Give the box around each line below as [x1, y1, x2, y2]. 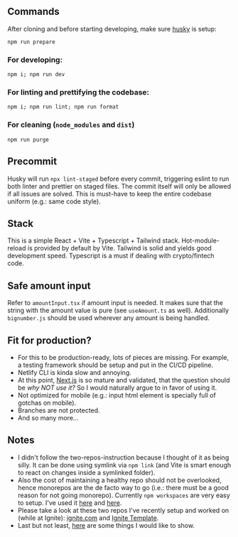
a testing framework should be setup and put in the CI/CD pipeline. [17, 361, 214, 369]
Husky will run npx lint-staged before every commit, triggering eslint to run [7, 174, 229, 183]
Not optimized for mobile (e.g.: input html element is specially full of [17, 390, 217, 399]
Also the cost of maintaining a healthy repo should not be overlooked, [17, 476, 222, 484]
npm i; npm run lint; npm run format [7, 103, 119, 111]
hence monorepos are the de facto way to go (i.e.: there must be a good [17, 483, 229, 491]
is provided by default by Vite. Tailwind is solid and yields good [27, 244, 212, 252]
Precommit [7, 156, 58, 168]
